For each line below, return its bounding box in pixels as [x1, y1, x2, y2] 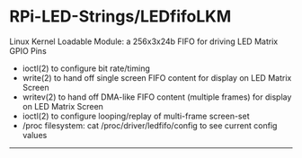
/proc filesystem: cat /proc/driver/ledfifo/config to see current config [22, 119, 278, 131]
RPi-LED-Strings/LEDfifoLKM [9, 6, 232, 27]
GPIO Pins [9, 45, 47, 56]
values [22, 129, 48, 140]
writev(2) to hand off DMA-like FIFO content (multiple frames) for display [22, 92, 292, 102]
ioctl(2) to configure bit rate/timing [22, 63, 150, 74]
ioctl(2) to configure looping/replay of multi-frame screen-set [22, 110, 250, 121]
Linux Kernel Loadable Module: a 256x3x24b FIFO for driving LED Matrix [9, 36, 279, 47]
